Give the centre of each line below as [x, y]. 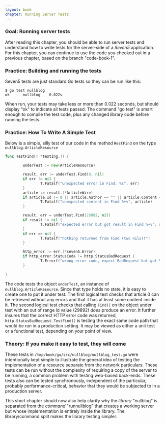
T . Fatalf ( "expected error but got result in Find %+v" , [98, 224]
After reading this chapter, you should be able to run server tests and [75, 42]
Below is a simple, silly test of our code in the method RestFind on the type [81, 143]
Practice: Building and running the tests [53, 71]
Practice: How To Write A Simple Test [50, 133]
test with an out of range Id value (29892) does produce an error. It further [81, 310]
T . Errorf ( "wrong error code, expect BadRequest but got [98, 261]
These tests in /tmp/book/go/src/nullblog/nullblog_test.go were [72, 354]
